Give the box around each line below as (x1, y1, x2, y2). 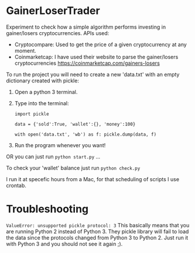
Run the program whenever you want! (14, 141, 106, 148)
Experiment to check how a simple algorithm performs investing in (6, 23, 166, 30)
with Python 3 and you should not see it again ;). (6, 240, 123, 247)
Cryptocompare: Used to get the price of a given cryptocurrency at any (14, 41, 187, 48)
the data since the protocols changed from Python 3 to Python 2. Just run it (6, 234, 189, 241)
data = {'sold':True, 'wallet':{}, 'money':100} (14, 121, 136, 127)
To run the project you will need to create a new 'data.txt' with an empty (6, 71, 180, 78)
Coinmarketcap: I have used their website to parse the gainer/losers (14, 53, 179, 60)
